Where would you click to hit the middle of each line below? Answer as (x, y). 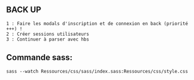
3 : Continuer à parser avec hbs (48, 39)
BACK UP (24, 10)
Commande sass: (39, 58)
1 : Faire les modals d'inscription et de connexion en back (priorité (97, 23)
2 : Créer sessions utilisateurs (48, 34)
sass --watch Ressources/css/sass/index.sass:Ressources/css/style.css (97, 71)
